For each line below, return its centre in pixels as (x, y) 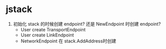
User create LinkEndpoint (47, 35)
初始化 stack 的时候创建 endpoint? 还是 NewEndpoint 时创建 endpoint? (87, 24)
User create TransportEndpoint (53, 29)
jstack (19, 9)
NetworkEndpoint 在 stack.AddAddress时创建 (68, 41)
